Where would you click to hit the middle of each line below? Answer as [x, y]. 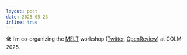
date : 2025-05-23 [27, 17]
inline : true [22, 22]
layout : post [22, 11]
